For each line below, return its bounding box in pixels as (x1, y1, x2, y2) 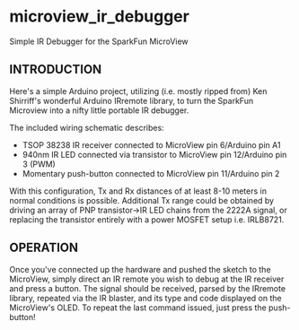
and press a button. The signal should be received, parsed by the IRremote (9, 282, 286, 293)
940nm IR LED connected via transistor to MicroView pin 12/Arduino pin (22, 149, 287, 160)
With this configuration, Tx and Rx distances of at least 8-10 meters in (9, 186, 268, 196)
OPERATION (9, 240, 79, 256)
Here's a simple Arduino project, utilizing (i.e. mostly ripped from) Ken (9, 85, 268, 96)
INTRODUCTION (9, 62, 102, 77)
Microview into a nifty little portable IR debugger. (9, 105, 189, 116)
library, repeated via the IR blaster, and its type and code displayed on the (9, 292, 282, 303)
